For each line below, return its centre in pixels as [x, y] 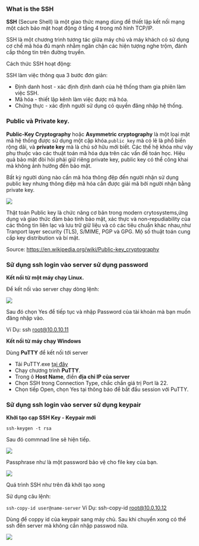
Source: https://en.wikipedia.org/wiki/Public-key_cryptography [83, 249]
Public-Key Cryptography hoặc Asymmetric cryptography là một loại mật [98, 134]
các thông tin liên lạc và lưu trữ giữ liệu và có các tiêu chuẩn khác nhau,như [99, 225]
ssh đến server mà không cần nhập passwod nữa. [67, 526]
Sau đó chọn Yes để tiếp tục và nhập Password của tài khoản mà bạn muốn [99, 311]
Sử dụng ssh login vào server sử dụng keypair [74, 405]
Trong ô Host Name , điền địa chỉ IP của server [72, 377]
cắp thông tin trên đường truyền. [46, 52]
